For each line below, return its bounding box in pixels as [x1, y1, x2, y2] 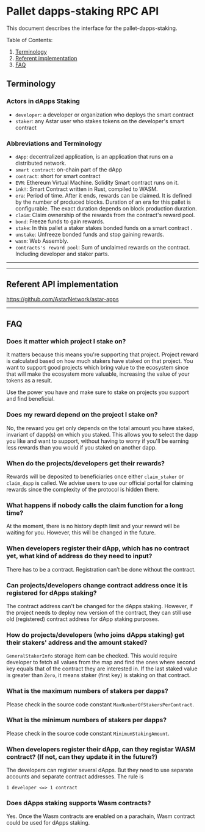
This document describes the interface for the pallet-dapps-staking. [6, 24, 178, 32]
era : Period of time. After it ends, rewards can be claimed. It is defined [15, 192, 192, 199]
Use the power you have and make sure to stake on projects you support [6, 389, 189, 396]
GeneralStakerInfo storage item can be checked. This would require [6, 652, 178, 659]
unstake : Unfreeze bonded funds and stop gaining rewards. [15, 231, 165, 238]
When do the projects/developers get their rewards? [6, 459, 165, 467]
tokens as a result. [6, 377, 53, 384]
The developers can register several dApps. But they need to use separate [6, 767, 193, 774]
